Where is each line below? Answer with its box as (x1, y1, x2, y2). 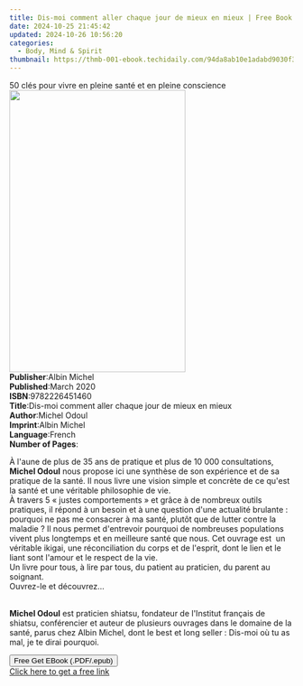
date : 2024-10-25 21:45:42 (9, 22, 111, 31)
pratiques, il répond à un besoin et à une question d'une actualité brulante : (9, 505, 289, 514)
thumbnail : (9, 55, 50, 64)
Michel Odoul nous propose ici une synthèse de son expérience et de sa (9, 466, 280, 477)
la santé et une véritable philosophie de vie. (9, 485, 171, 496)
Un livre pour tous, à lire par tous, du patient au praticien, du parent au (9, 561, 271, 572)
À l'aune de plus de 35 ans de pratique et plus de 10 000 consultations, (9, 457, 274, 467)
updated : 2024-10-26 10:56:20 (9, 30, 124, 39)
